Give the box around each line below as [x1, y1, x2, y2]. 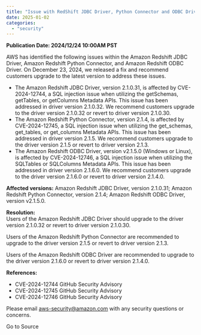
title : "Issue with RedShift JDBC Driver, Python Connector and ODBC [6, 8, 184, 15]
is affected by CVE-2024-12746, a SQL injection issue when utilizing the [14, 154, 193, 162]
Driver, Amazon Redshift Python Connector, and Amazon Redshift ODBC [6, 60, 184, 67]
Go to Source [6, 323, 39, 330]
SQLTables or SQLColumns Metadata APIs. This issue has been [14, 160, 171, 167]
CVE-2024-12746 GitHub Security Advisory [14, 294, 123, 301]
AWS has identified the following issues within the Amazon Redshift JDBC [6, 53, 188, 60]
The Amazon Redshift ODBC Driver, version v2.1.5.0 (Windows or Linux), [14, 148, 193, 155]
